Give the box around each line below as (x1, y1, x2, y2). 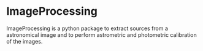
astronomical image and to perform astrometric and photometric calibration (6, 31, 197, 38)
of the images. (6, 37, 43, 45)
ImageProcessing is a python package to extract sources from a (6, 25, 169, 32)
